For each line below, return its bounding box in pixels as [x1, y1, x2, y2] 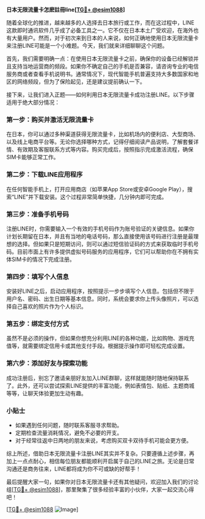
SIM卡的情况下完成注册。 [11, 256, 75, 263]
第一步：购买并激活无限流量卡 [6, 115, 95, 124]
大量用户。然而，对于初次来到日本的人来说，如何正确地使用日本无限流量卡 [11, 34, 199, 42]
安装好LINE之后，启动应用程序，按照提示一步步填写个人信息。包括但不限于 [6, 287, 195, 295]
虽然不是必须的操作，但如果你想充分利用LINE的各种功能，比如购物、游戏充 [6, 335, 195, 342]
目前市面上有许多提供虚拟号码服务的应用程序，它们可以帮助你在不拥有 [16, 248, 193, 255]
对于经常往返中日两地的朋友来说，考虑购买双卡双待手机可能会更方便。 [15, 437, 192, 444]
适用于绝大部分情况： [6, 99, 60, 106]
